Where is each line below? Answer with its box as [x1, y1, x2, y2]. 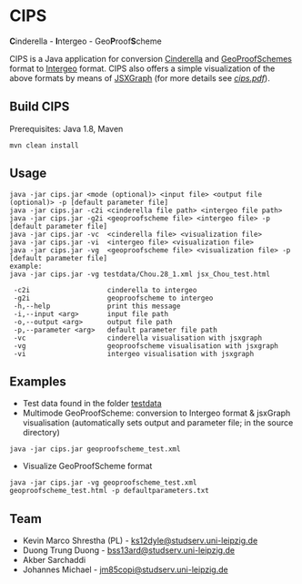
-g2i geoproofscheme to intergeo [13, 293, 214, 302]
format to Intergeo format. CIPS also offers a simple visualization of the [9, 63, 276, 74]
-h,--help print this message [13, 302, 181, 311]
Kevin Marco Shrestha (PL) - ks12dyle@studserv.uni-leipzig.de [22, 535, 258, 547]
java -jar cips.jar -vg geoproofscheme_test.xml [9, 478, 197, 487]
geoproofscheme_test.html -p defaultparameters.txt [9, 487, 209, 496]
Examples [9, 374, 66, 389]
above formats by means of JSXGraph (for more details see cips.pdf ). [9, 72, 270, 83]
